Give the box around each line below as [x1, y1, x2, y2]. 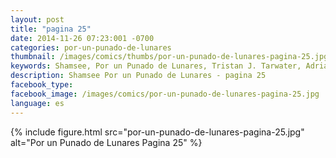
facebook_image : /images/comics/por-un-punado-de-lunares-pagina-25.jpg [10, 89, 320, 99]
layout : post [10, 14, 65, 25]
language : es [10, 98, 65, 108]
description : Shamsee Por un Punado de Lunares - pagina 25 [10, 71, 267, 81]
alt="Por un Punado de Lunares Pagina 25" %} [10, 136, 203, 148]
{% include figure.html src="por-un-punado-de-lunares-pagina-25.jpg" [10, 126, 305, 138]
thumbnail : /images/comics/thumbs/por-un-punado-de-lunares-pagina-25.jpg [10, 52, 329, 62]
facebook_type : [10, 80, 74, 90]
